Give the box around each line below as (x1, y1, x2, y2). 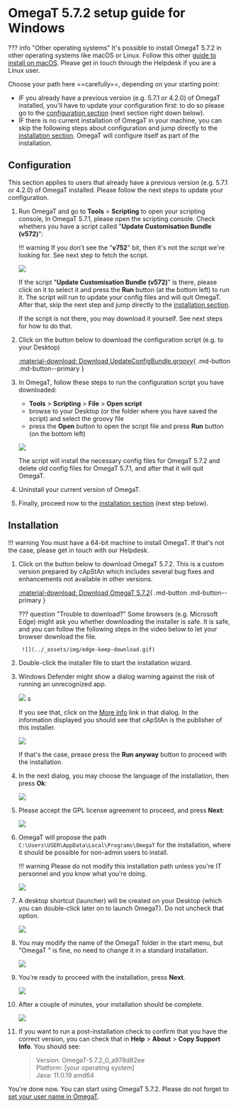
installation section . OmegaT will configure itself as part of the (18, 131, 200, 140)
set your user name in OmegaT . (8, 1092, 100, 1100)
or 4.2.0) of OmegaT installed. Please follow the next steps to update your (8, 186, 224, 194)
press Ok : (18, 778, 47, 788)
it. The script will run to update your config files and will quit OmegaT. (18, 293, 222, 301)
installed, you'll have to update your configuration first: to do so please (18, 101, 225, 109)
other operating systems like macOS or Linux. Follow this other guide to (8, 51, 217, 60)
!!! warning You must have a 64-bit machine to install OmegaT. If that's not (8, 538, 225, 547)
